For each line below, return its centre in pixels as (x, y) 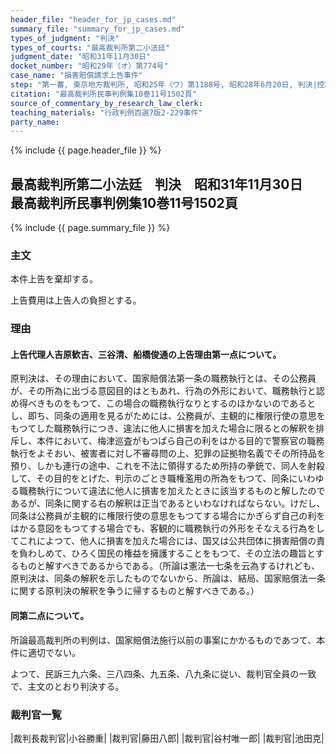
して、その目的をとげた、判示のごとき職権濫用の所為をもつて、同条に (154, 478)
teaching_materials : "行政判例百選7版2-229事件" (106, 112)
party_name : (35, 122)
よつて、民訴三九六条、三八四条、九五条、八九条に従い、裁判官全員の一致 (163, 673)
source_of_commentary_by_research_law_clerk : (106, 103)
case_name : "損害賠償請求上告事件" (77, 76)
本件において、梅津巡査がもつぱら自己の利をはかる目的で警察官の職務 (180, 441)
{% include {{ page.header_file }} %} (86, 150)
